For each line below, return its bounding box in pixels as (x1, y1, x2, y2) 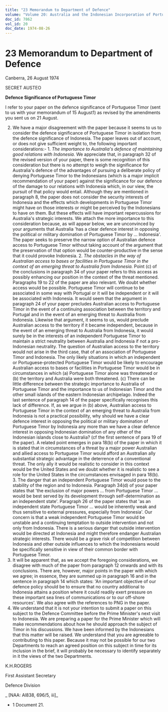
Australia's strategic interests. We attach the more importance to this (12, 216, 154, 222)
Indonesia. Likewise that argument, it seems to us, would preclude (12, 317, 149, 323)
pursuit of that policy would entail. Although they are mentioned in (12, 189, 148, 195)
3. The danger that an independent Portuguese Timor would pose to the (12, 477, 161, 483)
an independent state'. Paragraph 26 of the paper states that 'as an (12, 498, 151, 504)
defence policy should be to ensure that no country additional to (12, 584, 145, 590)
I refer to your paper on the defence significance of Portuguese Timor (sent (5, 104, 161, 111)
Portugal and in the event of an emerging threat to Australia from (12, 312, 146, 318)
